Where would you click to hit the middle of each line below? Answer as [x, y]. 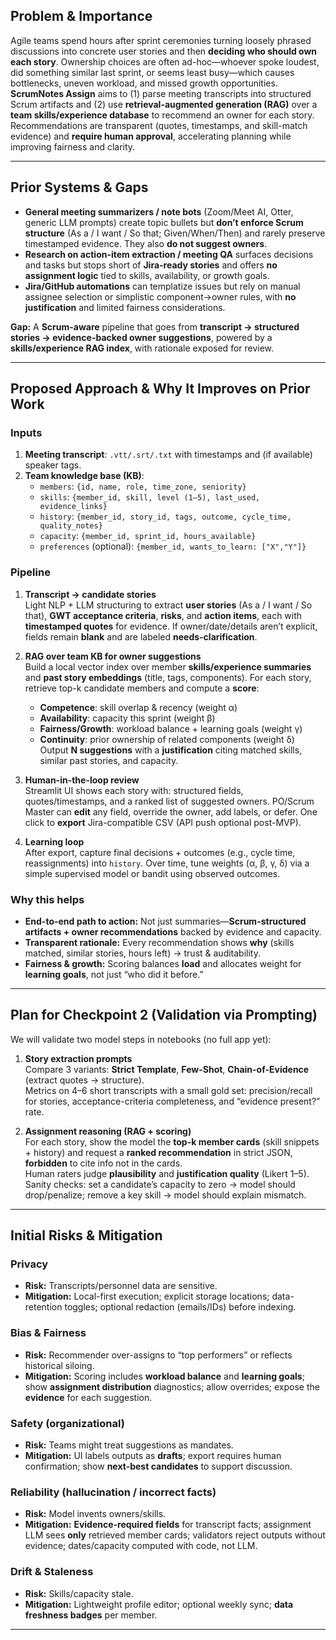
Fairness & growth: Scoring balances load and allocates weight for [163, 963]
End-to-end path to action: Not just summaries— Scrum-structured [165, 921]
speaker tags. [53, 465]
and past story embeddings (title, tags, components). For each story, [168, 677]
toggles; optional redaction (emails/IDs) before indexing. [180, 1307]
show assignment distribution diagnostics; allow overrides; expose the [172, 1386]
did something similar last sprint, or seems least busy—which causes [152, 72]
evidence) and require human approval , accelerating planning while [151, 136]
